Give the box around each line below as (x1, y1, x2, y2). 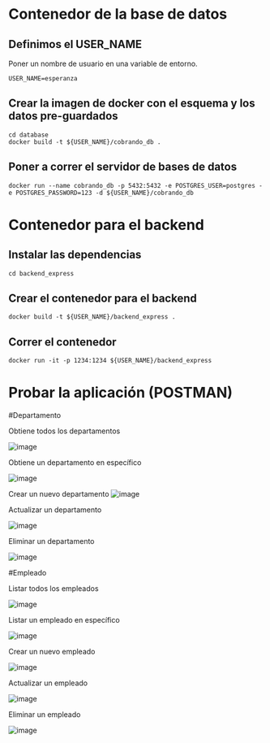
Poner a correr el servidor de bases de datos (8, 160, 238, 174)
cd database (8, 131, 49, 139)
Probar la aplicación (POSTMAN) (8, 384, 234, 402)
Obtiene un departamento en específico (8, 458, 142, 467)
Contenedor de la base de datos (8, 5, 228, 24)
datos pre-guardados (8, 109, 119, 123)
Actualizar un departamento (8, 505, 102, 515)
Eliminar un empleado (8, 710, 81, 719)
